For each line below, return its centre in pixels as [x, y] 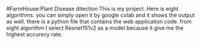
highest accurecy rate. [34, 34]
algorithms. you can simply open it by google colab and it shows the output [100, 15]
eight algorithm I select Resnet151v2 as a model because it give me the [95, 28]
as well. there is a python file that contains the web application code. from [99, 21]
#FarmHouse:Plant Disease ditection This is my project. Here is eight [92, 9]
